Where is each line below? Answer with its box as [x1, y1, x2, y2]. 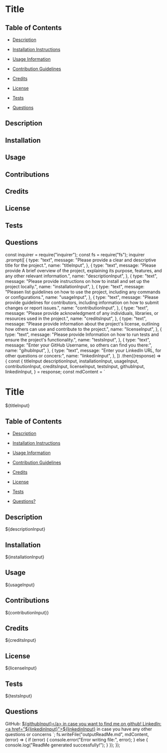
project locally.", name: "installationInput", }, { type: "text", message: [5, 283, 145, 289]
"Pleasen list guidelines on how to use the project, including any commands [5, 289, 161, 295]
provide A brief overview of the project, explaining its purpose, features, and [5, 267, 162, 273]
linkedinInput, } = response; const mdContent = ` [5, 368, 106, 374]
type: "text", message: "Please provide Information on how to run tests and [5, 331, 159, 337]
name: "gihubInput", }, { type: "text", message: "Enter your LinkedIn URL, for [5, 347, 162, 353]
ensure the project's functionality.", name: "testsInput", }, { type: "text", [5, 336, 151, 342]
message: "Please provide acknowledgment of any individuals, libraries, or [5, 310, 159, 316]
